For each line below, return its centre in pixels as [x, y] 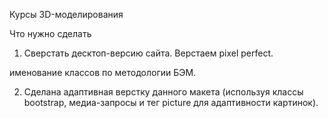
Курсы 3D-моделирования [66, 14]
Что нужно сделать [50, 33]
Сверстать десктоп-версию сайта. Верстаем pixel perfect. [148, 53]
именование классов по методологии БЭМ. [103, 72]
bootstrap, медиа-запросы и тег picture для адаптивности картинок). [171, 102]
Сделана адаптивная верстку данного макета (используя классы [163, 92]
